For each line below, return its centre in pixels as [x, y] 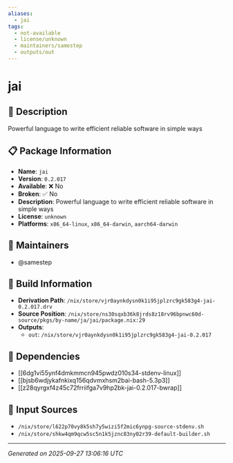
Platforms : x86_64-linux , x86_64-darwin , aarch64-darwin [98, 224]
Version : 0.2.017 [42, 179]
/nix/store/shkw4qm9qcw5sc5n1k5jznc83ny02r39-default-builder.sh [114, 434]
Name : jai [33, 171]
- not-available [37, 33]
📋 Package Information [60, 151]
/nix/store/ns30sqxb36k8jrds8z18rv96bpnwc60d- [136, 315]
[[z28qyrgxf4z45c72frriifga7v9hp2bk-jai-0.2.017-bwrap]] [100, 388]
